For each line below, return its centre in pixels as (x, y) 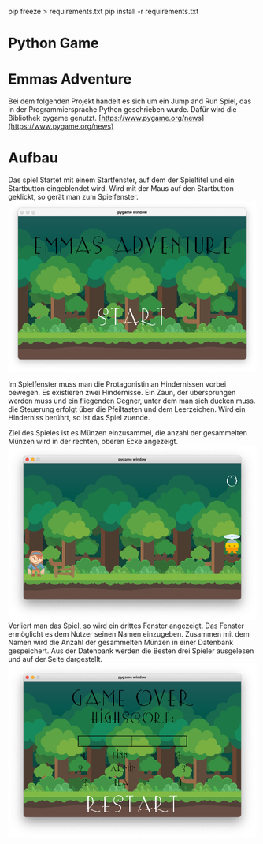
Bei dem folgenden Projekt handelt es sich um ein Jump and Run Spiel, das (130, 101)
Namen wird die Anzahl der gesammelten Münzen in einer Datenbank (121, 642)
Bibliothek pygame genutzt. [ (55, 118)
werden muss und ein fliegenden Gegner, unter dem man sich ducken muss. (132, 401)
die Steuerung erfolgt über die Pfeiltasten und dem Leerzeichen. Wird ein (127, 409)
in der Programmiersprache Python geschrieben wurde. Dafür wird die (122, 110)
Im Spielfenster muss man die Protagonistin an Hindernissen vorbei (117, 384)
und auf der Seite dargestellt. (56, 659)
